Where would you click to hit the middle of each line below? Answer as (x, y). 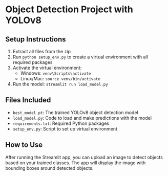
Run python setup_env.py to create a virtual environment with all (80, 57)
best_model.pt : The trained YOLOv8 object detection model (75, 112)
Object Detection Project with (69, 9)
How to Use (24, 145)
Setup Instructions (36, 39)
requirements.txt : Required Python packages (61, 123)
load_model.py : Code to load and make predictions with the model (82, 118)
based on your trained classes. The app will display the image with (76, 163)
